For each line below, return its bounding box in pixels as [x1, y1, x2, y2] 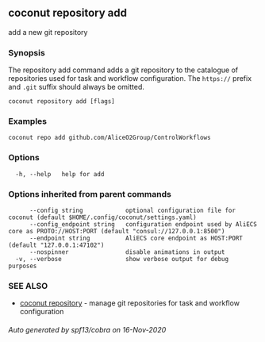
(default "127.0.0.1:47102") [8, 241, 105, 249]
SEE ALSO [8, 280, 48, 291]
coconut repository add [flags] [8, 98, 115, 106]
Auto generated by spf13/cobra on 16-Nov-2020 [8, 325, 167, 334]
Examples [8, 116, 48, 127]
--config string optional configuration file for [29, 206, 236, 214]
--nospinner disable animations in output [29, 248, 225, 256]
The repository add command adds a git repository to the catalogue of [8, 65, 239, 75]
